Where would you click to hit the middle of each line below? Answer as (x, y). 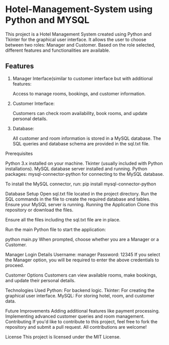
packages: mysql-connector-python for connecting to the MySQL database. (85, 174)
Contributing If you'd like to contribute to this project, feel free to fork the (81, 321)
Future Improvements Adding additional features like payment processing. (82, 311)
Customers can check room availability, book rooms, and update (80, 113)
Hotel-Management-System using (79, 9)
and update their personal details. (40, 280)
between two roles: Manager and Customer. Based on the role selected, (80, 45)
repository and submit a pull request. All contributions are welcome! (76, 327)
